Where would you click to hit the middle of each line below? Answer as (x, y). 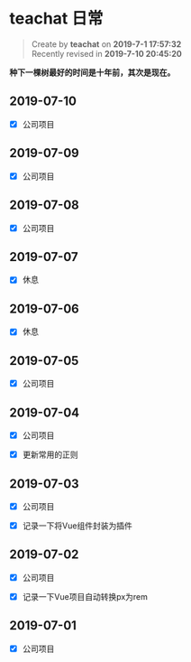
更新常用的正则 (50, 455)
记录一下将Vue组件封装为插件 (77, 526)
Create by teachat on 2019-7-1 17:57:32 (106, 44)
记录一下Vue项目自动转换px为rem (85, 596)
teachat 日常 (56, 19)
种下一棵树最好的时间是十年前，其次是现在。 (92, 72)
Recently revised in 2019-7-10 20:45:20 (106, 53)
